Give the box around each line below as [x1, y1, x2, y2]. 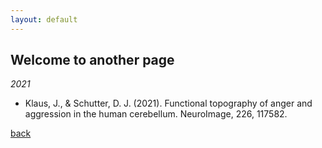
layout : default [10, 14, 78, 25]
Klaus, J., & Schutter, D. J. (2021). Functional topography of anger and [24, 97, 313, 110]
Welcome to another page [10, 52, 175, 69]
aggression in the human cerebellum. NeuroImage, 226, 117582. [24, 108, 288, 120]
